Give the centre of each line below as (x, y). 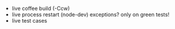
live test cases (29, 21)
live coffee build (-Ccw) (41, 8)
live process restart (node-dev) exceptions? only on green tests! (90, 14)
